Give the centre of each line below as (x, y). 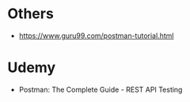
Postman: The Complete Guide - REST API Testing (101, 89)
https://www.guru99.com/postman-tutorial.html (96, 36)
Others (31, 14)
